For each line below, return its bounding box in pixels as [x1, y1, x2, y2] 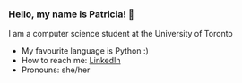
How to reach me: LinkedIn [21, 55, 122, 66]
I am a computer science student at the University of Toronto [8, 29, 234, 39]
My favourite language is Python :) [21, 46, 149, 56]
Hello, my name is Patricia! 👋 [8, 8, 135, 21]
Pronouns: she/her [21, 64, 91, 75]
